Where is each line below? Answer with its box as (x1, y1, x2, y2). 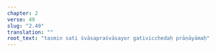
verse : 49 (7, 16, 36, 23)
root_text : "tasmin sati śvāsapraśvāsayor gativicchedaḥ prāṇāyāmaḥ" (7, 35, 211, 42)
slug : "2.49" (7, 22, 45, 29)
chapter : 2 (7, 9, 38, 17)
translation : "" (7, 28, 53, 36)
